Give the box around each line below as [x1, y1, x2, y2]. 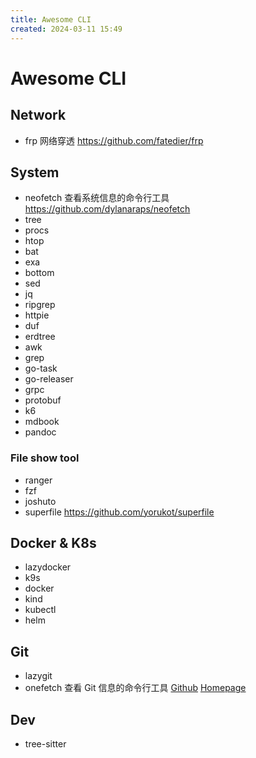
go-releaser [24, 373, 74, 385]
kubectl [24, 604, 57, 616]
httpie [24, 309, 50, 321]
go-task [24, 362, 58, 375]
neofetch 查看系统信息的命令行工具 [24, 192, 170, 204]
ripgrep [24, 299, 56, 311]
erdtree [24, 331, 56, 343]
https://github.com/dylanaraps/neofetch [24, 203, 191, 215]
